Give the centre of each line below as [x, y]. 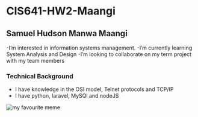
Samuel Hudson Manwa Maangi [67, 33]
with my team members [36, 61]
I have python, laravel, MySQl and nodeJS [67, 96]
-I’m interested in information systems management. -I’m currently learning [99, 48]
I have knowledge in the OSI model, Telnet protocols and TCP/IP [94, 89]
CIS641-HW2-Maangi [61, 11]
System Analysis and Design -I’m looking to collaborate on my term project [99, 54]
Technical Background [40, 76]
